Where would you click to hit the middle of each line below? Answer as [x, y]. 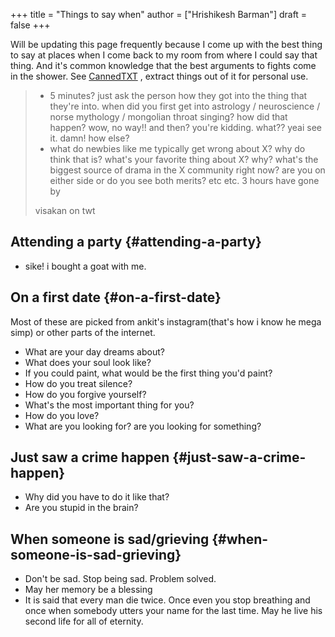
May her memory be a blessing [88, 590]
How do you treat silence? [78, 383]
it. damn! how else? [89, 138]
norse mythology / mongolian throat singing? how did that [168, 117]
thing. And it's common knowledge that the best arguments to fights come [163, 65]
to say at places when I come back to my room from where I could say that [164, 55]
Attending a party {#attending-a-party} [136, 242]
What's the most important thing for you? [109, 405]
